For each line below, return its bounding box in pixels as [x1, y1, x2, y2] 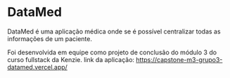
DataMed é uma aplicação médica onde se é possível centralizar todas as [7, 27, 221, 36]
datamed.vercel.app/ [7, 63, 68, 71]
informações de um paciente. [7, 34, 93, 42]
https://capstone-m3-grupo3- [136, 55, 223, 63]
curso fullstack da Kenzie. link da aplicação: [7, 55, 135, 63]
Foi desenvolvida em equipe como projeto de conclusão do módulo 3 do [7, 48, 217, 56]
